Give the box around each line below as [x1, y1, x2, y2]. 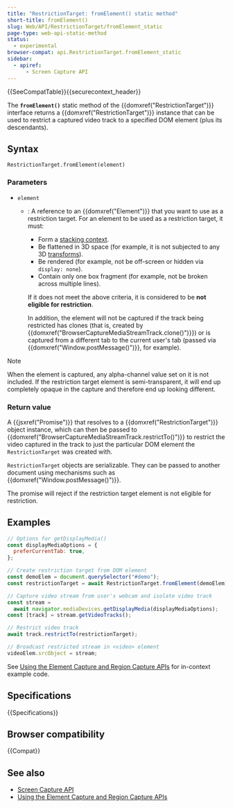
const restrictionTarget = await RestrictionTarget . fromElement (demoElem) [7, 579, 228, 587]
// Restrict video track [7, 625, 79, 632]
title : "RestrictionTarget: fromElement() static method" [7, 10, 178, 17]
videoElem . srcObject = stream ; [7, 650, 98, 657]
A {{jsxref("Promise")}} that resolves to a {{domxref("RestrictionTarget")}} [7, 418, 218, 426]
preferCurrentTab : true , [13, 548, 85, 555]
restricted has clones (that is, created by [27, 321, 144, 329]
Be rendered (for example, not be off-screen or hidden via [37, 257, 204, 265]
